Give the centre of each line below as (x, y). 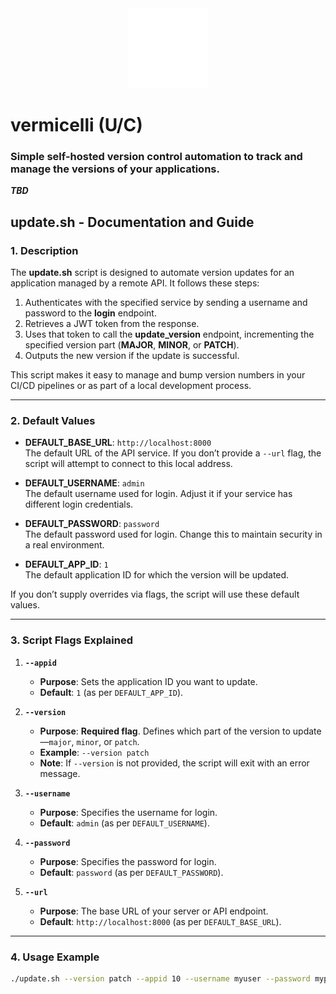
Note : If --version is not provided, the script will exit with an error (174, 763)
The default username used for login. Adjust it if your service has (158, 494)
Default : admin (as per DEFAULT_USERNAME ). (124, 823)
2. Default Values (53, 421)
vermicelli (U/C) (76, 125)
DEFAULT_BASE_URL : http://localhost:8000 (118, 443)
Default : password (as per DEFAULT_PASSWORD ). (131, 872)
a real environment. (64, 545)
